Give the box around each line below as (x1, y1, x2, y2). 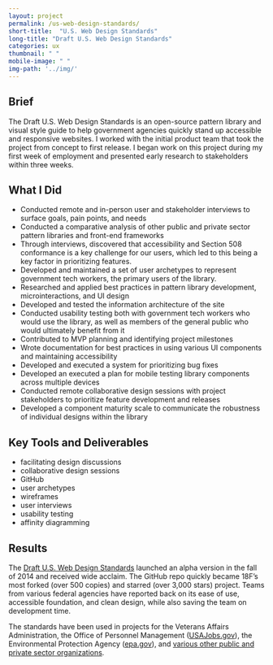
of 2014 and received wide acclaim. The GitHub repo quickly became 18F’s (8, 572, 258, 581)
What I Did (8, 183, 63, 197)
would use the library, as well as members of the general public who (19, 317, 249, 327)
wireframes (19, 492, 58, 502)
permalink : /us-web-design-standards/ (8, 20, 140, 28)
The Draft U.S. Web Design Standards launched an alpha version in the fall (8, 563, 258, 572)
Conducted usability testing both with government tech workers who (19, 308, 250, 318)
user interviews (19, 501, 72, 511)
